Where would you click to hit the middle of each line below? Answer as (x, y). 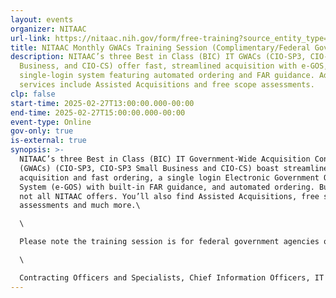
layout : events (42, 19)
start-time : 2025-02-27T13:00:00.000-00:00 (102, 103)
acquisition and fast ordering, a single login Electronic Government (169, 177)
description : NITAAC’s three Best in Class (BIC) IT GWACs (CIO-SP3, (158, 57)
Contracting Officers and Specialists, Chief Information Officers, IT (172, 277)
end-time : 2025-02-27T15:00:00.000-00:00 (98, 112)
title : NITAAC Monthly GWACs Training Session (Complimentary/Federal (160, 47)
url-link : (31, 38)
